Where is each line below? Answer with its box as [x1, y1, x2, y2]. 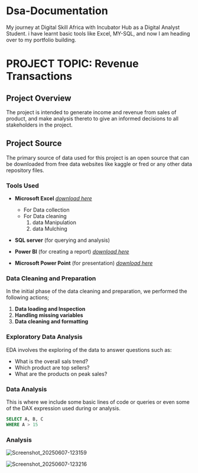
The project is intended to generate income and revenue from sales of [6, 108, 177, 116]
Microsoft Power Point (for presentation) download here [14, 260, 153, 267]
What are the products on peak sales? [14, 370, 108, 377]
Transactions [6, 70, 73, 83]
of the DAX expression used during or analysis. [6, 404, 121, 412]
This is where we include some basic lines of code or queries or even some [6, 398, 190, 406]
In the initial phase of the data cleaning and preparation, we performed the [6, 288, 187, 295]
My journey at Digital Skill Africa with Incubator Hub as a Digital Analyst [6, 24, 180, 31]
